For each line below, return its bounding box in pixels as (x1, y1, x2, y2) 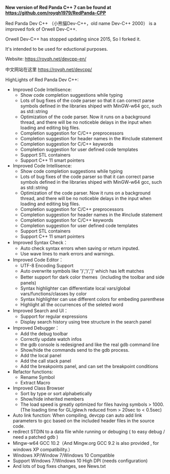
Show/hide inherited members (20, 396, 84, 402)
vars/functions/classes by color (20, 291, 87, 296)
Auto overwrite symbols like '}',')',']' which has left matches (20, 268, 144, 274)
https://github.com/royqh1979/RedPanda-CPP (5, 10, 106, 16)
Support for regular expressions (20, 313, 88, 319)
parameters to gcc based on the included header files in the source (12, 418, 155, 424)
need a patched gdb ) (12, 434, 59, 440)
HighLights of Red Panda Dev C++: (5, 77, 79, 82)
